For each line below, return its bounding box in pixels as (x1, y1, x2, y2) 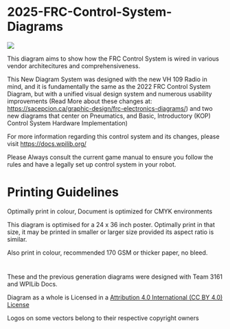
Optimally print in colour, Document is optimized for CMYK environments (7, 207, 213, 215)
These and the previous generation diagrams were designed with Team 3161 (7, 273, 223, 281)
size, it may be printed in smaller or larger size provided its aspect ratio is (7, 228, 214, 236)
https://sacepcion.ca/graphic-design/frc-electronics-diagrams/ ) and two (7, 104, 213, 112)
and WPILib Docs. (7, 280, 58, 288)
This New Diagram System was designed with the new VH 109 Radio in (7, 75, 207, 83)
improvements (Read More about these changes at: (7, 97, 152, 105)
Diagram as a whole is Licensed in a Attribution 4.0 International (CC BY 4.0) (7, 293, 223, 301)
